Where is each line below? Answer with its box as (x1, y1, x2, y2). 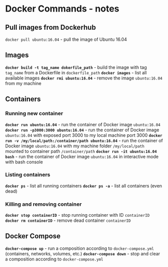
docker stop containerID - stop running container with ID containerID (5, 212, 150, 218)
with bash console (5, 159, 43, 165)
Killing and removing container (5, 201, 82, 208)
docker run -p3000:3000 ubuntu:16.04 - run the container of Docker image (5, 127, 159, 133)
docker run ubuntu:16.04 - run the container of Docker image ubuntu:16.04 (5, 121, 160, 127)
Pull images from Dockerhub (5, 23, 96, 32)
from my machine (5, 80, 42, 86)
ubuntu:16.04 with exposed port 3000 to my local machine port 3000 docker (5, 132, 162, 138)
